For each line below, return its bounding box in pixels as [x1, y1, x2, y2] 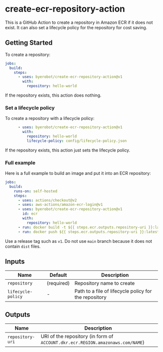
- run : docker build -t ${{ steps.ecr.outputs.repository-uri [17, 225, 147, 230]
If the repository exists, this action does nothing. [5, 92, 102, 98]
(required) [47, 280, 70, 287]
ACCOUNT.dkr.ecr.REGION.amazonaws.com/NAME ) [40, 339, 145, 346]
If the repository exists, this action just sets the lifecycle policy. [5, 147, 130, 153]
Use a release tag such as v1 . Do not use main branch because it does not [5, 238, 152, 244]
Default [49, 272, 67, 279]
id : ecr [22, 211, 38, 217]
